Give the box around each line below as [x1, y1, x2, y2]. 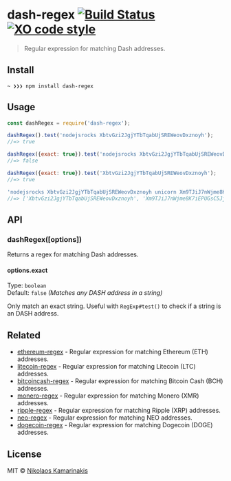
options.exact [7, 266, 48, 274]
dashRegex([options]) [7, 234, 82, 244]
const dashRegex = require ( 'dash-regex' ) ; [7, 119, 131, 127]
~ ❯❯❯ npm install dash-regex [7, 83, 94, 90]
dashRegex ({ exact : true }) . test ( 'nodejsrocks [7, 151, 137, 158]
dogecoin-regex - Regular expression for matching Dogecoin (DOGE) [16, 421, 213, 429]
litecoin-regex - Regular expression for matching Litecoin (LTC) [16, 362, 196, 371]
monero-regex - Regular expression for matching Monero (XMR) [16, 391, 199, 400]
